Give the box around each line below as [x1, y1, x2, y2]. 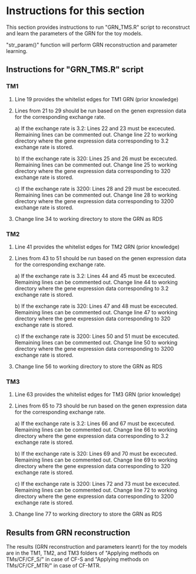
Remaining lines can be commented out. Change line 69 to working [14, 456, 178, 463]
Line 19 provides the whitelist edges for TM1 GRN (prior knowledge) [14, 95, 179, 102]
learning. [6, 47, 28, 54]
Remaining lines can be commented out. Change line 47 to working [14, 308, 178, 316]
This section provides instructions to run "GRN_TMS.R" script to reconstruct [6, 24, 190, 31]
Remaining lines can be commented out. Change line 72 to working [14, 487, 178, 494]
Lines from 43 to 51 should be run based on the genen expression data [14, 254, 187, 261]
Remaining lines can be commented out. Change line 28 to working [14, 191, 178, 198]
